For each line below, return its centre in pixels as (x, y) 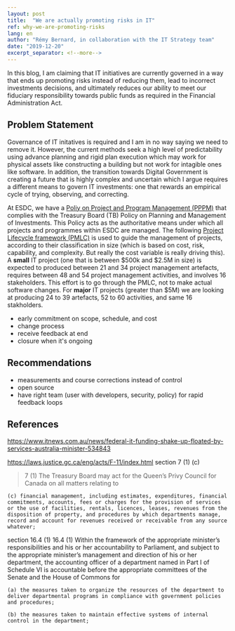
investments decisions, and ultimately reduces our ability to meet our (107, 88)
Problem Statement (51, 125)
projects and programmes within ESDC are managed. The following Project (115, 230)
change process (41, 326)
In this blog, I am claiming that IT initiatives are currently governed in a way (115, 73)
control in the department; (48, 621)
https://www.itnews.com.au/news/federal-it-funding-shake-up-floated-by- (115, 441)
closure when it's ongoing (55, 341)
